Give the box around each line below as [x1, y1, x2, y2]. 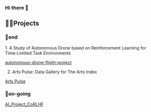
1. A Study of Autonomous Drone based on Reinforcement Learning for [5, 45, 147, 50]
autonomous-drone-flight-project [5, 59, 72, 65]
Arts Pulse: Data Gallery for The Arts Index [12, 69, 97, 75]
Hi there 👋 [5, 4, 29, 11]
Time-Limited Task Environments [5, 50, 71, 56]
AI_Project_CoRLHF [5, 101, 44, 107]
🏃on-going [5, 90, 31, 97]
